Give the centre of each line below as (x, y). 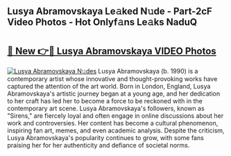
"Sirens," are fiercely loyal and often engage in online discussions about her (115, 116)
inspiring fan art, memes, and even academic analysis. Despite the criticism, (116, 130)
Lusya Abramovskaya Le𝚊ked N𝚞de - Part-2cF (110, 11)
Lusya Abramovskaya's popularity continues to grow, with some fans (106, 138)
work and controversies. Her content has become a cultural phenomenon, (113, 123)
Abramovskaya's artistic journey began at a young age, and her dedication (114, 94)
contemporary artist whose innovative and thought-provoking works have (112, 79)
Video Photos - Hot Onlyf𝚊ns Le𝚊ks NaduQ (102, 23)
